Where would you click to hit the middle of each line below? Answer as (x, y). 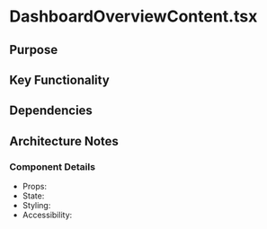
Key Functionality (59, 79)
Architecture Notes (64, 141)
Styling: (36, 206)
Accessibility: (47, 215)
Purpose (34, 50)
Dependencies (51, 111)
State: (33, 196)
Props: (35, 187)
